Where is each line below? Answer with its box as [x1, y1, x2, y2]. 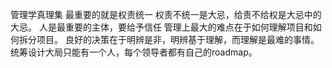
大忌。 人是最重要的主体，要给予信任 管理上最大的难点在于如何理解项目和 [10, 21, 313, 33]
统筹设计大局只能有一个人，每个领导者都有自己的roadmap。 [10, 46, 258, 58]
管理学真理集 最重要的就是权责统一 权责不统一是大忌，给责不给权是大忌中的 [10, 9, 322, 20]
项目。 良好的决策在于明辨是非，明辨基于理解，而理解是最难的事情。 [36, 34, 320, 45]
